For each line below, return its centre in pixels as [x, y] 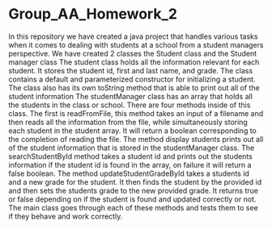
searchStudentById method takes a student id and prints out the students [130, 156]
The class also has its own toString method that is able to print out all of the [134, 87]
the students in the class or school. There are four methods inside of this [130, 105]
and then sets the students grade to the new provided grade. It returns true [134, 190]
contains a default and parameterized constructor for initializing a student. [132, 79]
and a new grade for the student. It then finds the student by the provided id [135, 181]
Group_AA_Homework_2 [93, 14]
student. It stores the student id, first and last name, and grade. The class [131, 70]
